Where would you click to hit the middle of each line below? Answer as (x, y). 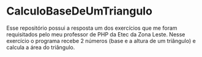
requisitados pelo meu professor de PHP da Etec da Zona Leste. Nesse (96, 34)
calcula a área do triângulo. (41, 47)
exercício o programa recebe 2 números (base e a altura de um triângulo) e (101, 41)
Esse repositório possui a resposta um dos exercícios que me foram (92, 28)
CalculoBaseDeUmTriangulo (80, 11)
